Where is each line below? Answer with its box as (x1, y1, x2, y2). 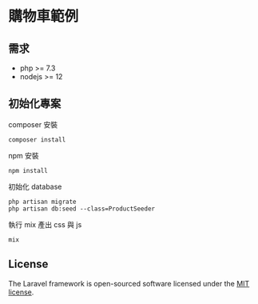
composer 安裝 (8, 119, 58, 129)
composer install (8, 135, 66, 144)
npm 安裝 (8, 150, 40, 160)
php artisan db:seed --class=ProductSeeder (8, 205, 156, 213)
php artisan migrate (8, 198, 77, 206)
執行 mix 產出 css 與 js (8, 219, 82, 229)
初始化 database (8, 182, 62, 191)
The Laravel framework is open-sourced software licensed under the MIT (8, 278, 250, 288)
